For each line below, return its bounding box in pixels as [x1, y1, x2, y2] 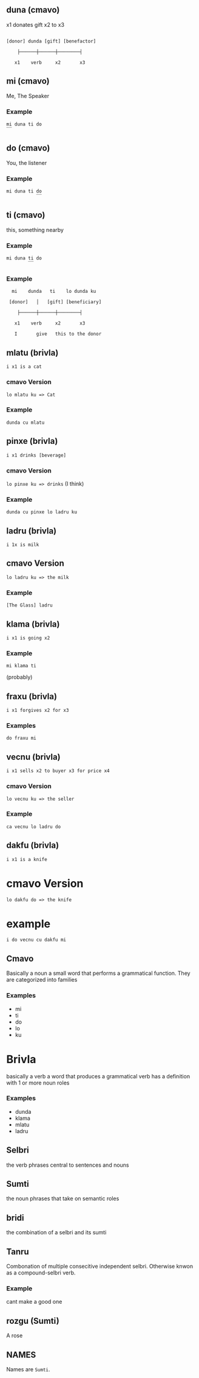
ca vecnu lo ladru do [6, 823, 61, 830]
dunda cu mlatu [6, 420, 45, 426]
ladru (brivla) [6, 526, 57, 536]
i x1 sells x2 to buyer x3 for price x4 [6, 768, 110, 774]
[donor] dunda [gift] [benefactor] [6, 38, 96, 44]
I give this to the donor [14, 331, 102, 337]
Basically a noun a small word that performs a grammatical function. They [6, 969, 191, 977]
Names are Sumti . [6, 1366, 50, 1373]
